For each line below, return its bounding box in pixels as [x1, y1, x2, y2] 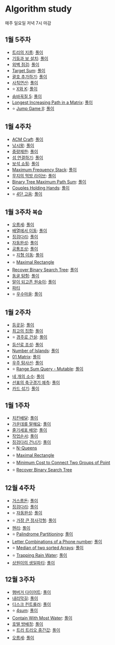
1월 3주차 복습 [5, 208, 43, 216]
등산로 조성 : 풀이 [12, 342, 43, 348]
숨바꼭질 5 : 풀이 [12, 93, 42, 99]
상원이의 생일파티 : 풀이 [12, 560, 55, 565]
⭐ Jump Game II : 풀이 [12, 105, 55, 111]
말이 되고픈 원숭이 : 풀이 [12, 279, 57, 285]
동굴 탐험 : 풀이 [12, 273, 40, 279]
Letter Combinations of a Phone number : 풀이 [12, 538, 102, 544]
